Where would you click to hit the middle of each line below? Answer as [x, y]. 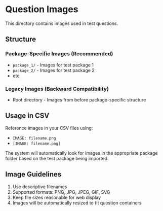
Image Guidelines [33, 174]
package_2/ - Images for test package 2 [53, 70]
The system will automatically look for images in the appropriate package [81, 153]
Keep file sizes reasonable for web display [57, 197]
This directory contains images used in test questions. [62, 23]
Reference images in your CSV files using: [49, 128]
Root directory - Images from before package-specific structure [79, 99]
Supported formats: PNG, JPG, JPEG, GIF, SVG [61, 192]
